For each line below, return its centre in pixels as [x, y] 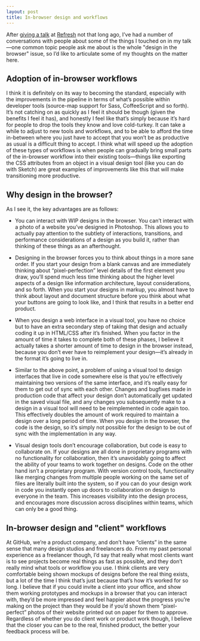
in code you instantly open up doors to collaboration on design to [95, 490]
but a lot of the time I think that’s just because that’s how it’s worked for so [97, 580]
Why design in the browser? [59, 194]
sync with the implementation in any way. [66, 434]
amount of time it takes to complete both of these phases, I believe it [99, 340]
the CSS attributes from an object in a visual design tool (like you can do [95, 163]
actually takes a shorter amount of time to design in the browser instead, [104, 346]
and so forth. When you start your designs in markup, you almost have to [104, 290]
